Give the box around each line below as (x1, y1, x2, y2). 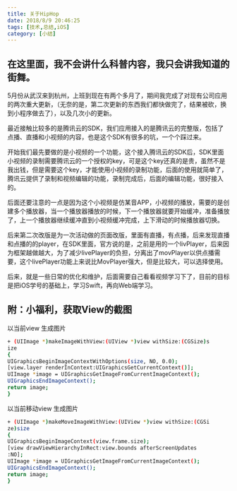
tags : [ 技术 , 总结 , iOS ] (7, 23, 70, 30)
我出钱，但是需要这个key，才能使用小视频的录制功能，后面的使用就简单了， (7, 165, 228, 174)
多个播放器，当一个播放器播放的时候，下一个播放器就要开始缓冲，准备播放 (13, 207, 230, 215)
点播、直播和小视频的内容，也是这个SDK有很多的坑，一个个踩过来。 (7, 133, 206, 141)
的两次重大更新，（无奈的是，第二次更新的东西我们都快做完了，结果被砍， (7, 100, 221, 109)
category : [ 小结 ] (7, 30, 56, 37)
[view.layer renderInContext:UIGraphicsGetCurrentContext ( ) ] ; (7, 365, 194, 372)
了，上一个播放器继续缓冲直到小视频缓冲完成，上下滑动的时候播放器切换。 (7, 216, 224, 225)
